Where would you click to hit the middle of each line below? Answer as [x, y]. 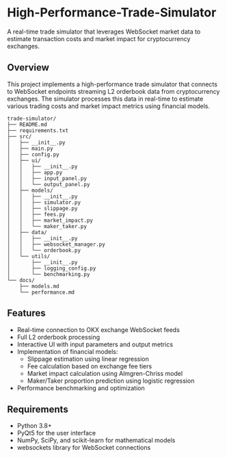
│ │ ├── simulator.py [44, 202]
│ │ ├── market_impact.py [50, 220]
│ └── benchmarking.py [49, 274]
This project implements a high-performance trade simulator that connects [112, 84]
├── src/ [19, 136]
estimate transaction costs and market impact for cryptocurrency [99, 38]
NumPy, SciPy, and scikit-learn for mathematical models [96, 440]
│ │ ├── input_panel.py [47, 178]
